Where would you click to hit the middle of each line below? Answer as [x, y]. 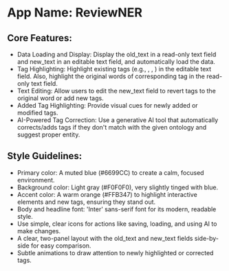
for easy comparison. [61, 246]
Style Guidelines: [45, 156]
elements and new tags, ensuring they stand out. [86, 202]
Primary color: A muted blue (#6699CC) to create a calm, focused [110, 172]
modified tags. [37, 113]
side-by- [206, 238]
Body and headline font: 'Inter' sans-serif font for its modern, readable [117, 209]
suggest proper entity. [48, 134]
